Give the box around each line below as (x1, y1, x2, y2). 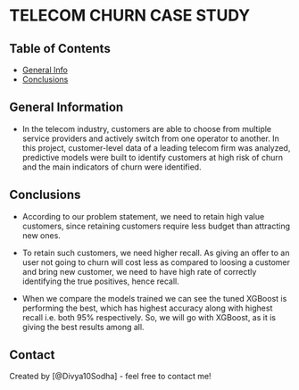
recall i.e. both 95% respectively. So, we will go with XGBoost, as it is (21, 311, 277, 322)
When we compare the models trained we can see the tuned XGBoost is (21, 293, 287, 303)
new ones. (21, 229, 61, 241)
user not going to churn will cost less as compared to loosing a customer (21, 256, 291, 268)
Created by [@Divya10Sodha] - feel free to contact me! (9, 371, 212, 382)
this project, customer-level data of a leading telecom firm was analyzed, (21, 142, 291, 153)
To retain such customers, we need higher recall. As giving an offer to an (21, 247, 290, 258)
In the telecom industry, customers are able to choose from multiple (21, 123, 272, 134)
